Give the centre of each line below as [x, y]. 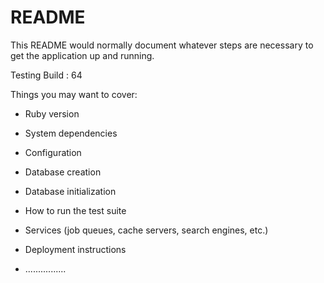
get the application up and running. [82, 55]
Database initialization [70, 191]
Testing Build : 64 [46, 75]
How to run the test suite [75, 210]
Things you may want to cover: [74, 94]
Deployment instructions [75, 249]
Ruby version [52, 113]
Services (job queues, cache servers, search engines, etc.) [146, 230]
